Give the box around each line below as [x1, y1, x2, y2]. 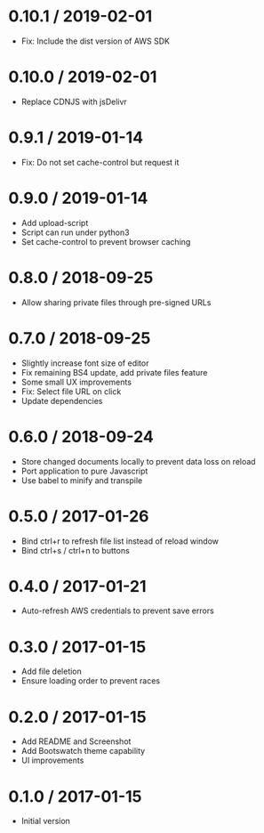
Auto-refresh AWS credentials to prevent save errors [20, 605, 214, 616]
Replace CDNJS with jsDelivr [20, 96, 128, 107]
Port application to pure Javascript [20, 465, 148, 476]
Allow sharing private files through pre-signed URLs [20, 296, 212, 308]
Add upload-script [20, 217, 89, 228]
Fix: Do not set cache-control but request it [20, 157, 180, 167]
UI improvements [20, 755, 84, 766]
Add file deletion [20, 666, 82, 677]
